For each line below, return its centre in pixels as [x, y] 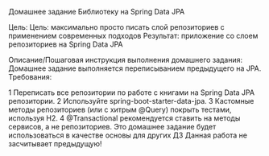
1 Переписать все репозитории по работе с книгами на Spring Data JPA [132, 92]
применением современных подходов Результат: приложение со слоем [133, 36]
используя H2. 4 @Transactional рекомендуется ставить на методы [124, 118]
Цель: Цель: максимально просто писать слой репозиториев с [117, 27]
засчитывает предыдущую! [55, 144]
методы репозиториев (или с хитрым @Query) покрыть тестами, [120, 109]
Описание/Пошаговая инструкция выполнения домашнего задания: [126, 60]
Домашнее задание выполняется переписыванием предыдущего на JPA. [135, 68]
